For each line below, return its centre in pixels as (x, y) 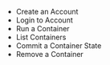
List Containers (41, 37)
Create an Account (47, 12)
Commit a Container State (59, 46)
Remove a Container (50, 54)
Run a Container (43, 28)
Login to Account (45, 20)
